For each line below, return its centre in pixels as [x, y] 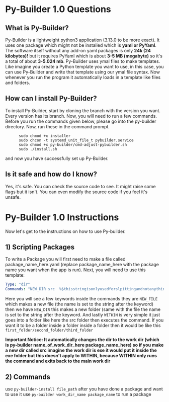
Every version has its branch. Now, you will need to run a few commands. [81, 116]
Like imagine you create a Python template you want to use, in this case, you [84, 67]
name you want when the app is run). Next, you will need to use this [75, 270]
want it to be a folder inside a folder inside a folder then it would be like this [83, 326]
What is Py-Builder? [37, 28]
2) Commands [28, 377]
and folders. [18, 83]
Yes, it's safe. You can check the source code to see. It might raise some [80, 186]
